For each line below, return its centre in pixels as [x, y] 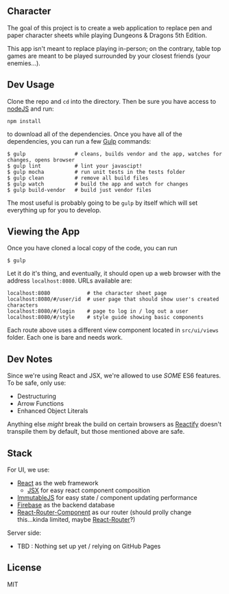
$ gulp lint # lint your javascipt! [75, 166]
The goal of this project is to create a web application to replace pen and [110, 27]
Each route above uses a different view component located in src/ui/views [113, 330]
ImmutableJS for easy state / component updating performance [107, 498]
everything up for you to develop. [54, 210]
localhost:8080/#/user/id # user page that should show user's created [113, 299]
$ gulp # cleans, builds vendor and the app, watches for [115, 154]
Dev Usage [31, 85]
